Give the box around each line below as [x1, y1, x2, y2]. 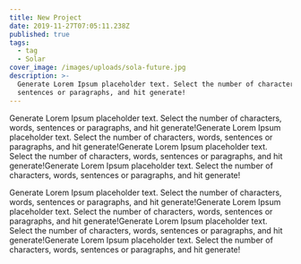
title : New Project [9, 13, 82, 22]
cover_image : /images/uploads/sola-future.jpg [9, 64, 186, 72]
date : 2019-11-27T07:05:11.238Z [9, 21, 130, 30]
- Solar [17, 55, 47, 64]
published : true [9, 30, 70, 38]
